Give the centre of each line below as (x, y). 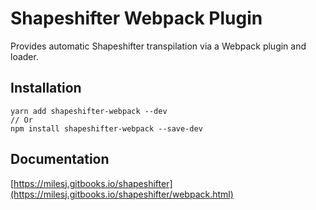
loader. (24, 56)
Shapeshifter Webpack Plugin (136, 18)
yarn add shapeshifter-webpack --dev (89, 111)
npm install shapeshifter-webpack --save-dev (106, 128)
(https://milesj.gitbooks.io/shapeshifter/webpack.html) (122, 194)
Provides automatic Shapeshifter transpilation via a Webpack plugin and (158, 46)
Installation (46, 88)
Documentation (60, 159)
